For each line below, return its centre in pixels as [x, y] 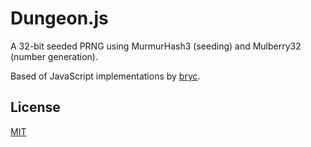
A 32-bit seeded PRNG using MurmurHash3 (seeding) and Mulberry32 [156, 46]
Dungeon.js [59, 18]
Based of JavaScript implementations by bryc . [105, 76]
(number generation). [54, 56]
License [35, 107]
